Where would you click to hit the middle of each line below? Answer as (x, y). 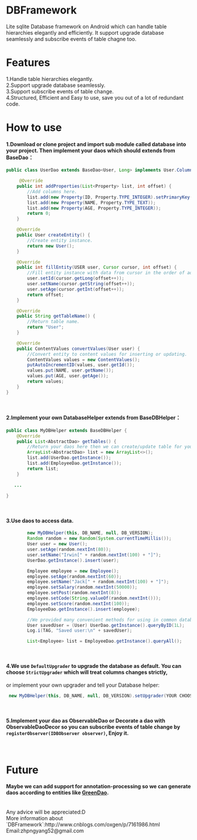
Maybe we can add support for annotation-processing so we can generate (98, 787)
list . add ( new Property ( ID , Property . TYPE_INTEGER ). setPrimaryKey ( (110, 197)
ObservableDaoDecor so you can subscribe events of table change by (93, 727)
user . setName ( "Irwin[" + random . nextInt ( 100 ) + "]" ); (94, 555)
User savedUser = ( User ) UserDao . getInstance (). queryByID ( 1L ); (106, 625)
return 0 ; (39, 214)
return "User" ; (46, 327)
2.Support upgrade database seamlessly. (56, 85)
